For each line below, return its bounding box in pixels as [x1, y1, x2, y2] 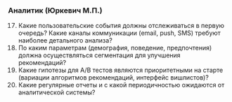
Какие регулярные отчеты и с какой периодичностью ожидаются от [18, 81, 225, 89]
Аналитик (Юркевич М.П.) [8, 6, 103, 15]
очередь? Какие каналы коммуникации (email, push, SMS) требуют [18, 29, 221, 37]
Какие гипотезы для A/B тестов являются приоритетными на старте [18, 66, 224, 75]
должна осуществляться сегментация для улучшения [18, 51, 181, 59]
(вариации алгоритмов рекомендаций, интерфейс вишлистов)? [18, 73, 210, 82]
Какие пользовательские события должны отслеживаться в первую [18, 22, 224, 30]
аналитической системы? [18, 88, 96, 96]
